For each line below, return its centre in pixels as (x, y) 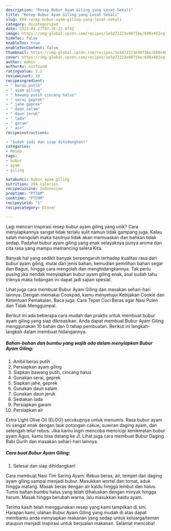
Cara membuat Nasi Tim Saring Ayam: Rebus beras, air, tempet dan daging (84, 476)
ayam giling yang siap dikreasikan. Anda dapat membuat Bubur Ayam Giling (85, 321)
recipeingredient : (25, 81)
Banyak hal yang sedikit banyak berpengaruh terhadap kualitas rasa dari (81, 258)
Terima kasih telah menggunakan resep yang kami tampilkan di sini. (76, 507)
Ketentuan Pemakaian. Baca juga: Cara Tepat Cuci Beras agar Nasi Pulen (82, 300)
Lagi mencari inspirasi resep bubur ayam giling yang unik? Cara (72, 226)
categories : (18, 147)
